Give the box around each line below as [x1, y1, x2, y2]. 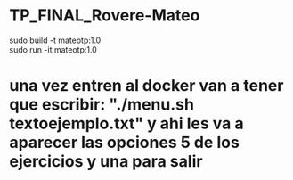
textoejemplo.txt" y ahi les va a [9, 113, 245, 134]
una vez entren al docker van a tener [9, 76, 284, 96]
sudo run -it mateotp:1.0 [9, 44, 98, 54]
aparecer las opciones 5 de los [9, 133, 240, 152]
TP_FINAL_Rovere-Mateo [9, 5, 200, 26]
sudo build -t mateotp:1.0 [9, 35, 102, 45]
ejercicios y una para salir [9, 151, 203, 172]
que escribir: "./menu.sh [9, 94, 194, 115]
